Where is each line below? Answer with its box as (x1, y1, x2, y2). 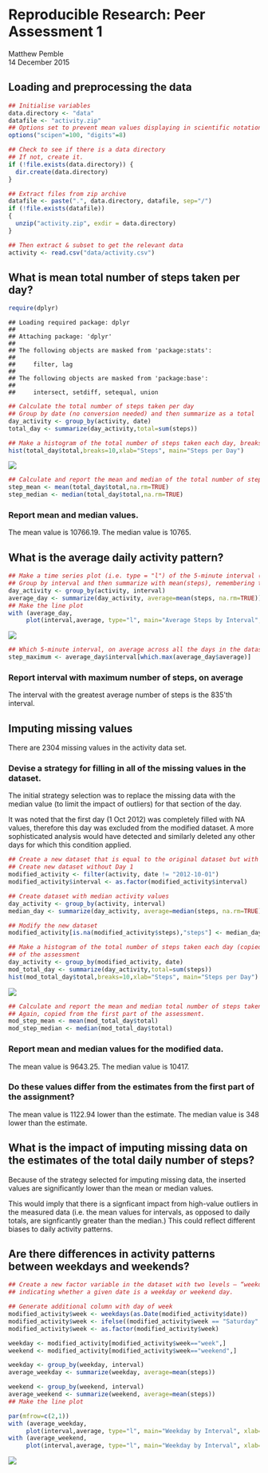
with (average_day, (8, 608, 73, 617)
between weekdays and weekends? (8, 1260, 190, 1273)
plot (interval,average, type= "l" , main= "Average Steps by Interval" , (26, 616, 262, 624)
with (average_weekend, (8, 1434, 88, 1443)
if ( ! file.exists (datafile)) (8, 205, 105, 213)
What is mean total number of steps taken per (8, 270, 241, 284)
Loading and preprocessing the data (8, 81, 192, 94)
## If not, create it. (8, 153, 84, 161)
